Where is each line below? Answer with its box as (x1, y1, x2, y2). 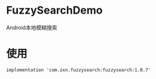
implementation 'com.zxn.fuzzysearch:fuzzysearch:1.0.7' (6, 67, 151, 73)
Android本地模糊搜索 (6, 24, 57, 31)
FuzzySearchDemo (6, 4, 103, 17)
